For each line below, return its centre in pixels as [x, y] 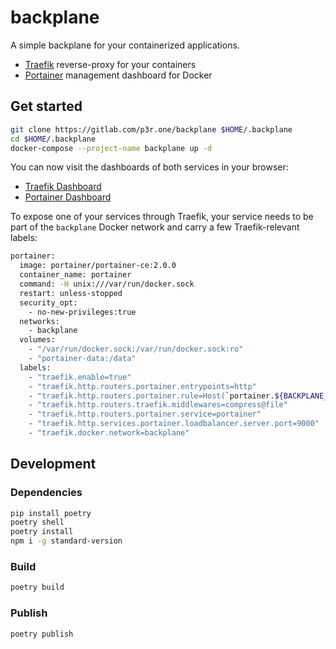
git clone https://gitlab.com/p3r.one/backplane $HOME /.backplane [151, 129]
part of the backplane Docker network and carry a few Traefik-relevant [155, 227]
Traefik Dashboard [63, 187]
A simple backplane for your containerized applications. [125, 45]
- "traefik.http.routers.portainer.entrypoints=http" [142, 386]
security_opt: [48, 302]
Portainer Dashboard [68, 197]
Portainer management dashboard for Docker [118, 75]
